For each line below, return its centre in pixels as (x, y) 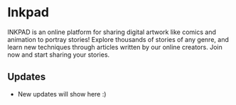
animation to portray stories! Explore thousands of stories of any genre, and (118, 39)
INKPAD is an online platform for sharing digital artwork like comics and (112, 32)
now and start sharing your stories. (59, 55)
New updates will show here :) (62, 94)
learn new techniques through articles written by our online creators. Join (115, 47)
